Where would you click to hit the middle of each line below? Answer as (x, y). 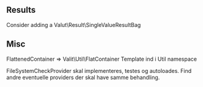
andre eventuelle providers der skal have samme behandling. (83, 77)
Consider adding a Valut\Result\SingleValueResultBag (74, 25)
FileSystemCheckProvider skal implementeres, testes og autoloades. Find (99, 70)
